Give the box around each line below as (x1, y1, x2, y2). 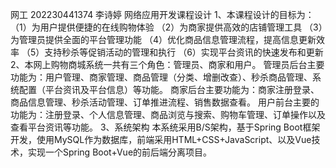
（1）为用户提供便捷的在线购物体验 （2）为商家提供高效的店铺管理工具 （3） (10, 21, 323, 33)
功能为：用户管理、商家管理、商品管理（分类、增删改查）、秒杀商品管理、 (10, 71, 313, 83)
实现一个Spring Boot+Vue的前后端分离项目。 (27, 146, 213, 158)
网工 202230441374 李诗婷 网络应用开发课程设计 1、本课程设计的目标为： (10, 9, 315, 20)
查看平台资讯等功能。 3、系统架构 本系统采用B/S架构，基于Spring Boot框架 (10, 121, 321, 133)
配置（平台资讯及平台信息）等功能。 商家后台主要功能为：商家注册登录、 (18, 84, 320, 95)
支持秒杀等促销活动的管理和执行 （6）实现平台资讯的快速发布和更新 (44, 46, 324, 58)
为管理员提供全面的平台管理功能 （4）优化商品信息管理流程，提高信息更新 (10, 34, 317, 45)
